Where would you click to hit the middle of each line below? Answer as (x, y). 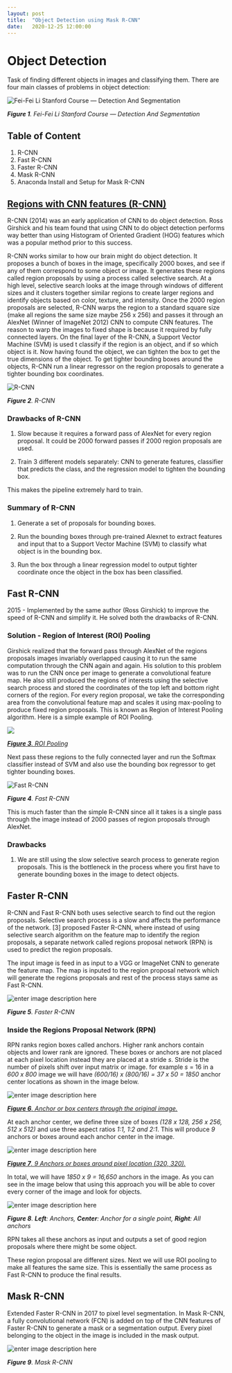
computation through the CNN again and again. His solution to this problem (114, 665)
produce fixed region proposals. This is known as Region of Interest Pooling (115, 709)
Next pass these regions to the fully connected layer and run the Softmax (111, 756)
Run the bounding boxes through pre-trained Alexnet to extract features (120, 536)
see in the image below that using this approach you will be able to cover (111, 1185)
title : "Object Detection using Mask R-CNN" (74, 20)
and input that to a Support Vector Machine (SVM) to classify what (112, 544)
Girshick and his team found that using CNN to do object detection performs (116, 228)
